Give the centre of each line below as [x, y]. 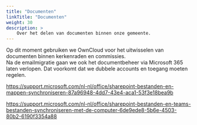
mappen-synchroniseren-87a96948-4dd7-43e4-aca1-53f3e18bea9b [90, 93]
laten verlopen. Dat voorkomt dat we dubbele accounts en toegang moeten [97, 69]
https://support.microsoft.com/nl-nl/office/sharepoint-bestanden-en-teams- [98, 104]
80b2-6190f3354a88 [31, 116]
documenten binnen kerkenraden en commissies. [66, 56]
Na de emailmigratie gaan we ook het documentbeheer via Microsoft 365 [95, 63]
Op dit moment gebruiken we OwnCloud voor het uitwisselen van [85, 50]
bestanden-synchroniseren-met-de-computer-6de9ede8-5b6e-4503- [91, 110]
